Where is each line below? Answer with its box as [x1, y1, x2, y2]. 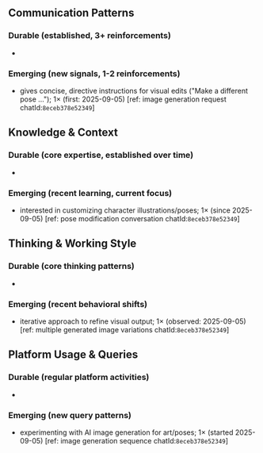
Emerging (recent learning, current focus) [8, 187, 173, 198]
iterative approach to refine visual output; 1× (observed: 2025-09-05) [19, 317, 247, 326]
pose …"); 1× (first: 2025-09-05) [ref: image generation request [19, 94, 227, 104]
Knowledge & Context [8, 126, 119, 140]
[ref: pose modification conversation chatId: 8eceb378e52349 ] [44, 213, 240, 223]
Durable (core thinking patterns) [8, 261, 135, 272]
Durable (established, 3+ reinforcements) [8, 30, 172, 41]
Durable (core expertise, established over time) [8, 150, 194, 161]
